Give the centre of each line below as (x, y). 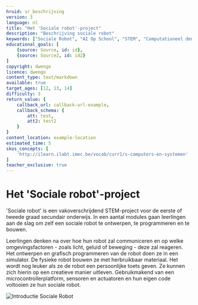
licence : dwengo (26, 72)
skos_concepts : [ (27, 149)
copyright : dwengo (29, 66)
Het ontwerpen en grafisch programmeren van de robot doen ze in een (92, 254)
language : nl (22, 22)
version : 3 (19, 17)
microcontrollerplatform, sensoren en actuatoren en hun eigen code (88, 278)
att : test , (41, 116)
